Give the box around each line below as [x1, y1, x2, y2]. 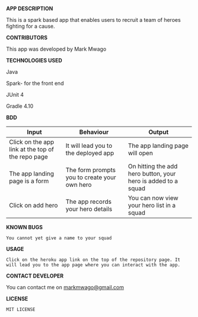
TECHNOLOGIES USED [6, 57, 62, 64]
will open [127, 149, 153, 157]
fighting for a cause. [6, 23, 55, 29]
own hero [65, 181, 92, 189]
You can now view [127, 194, 179, 202]
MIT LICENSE [6, 306, 35, 312]
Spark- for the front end [6, 80, 64, 87]
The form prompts [65, 166, 116, 174]
